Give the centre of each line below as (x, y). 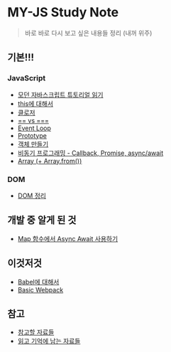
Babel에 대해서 (38, 282)
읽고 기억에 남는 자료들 (49, 341)
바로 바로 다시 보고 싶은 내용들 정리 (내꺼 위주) (88, 33)
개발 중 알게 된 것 (42, 220)
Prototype (32, 135)
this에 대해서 (35, 103)
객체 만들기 (33, 144)
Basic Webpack (40, 289)
